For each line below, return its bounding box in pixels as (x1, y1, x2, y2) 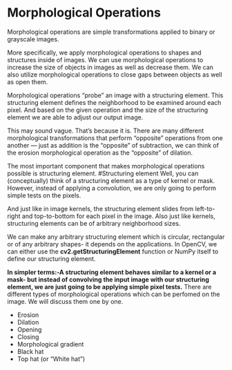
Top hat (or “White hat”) (17, 354, 86, 363)
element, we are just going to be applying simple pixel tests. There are (7, 282, 212, 291)
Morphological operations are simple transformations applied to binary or (7, 28, 215, 36)
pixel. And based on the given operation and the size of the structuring (7, 106, 209, 114)
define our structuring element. (7, 254, 96, 263)
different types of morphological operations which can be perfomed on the (7, 290, 220, 298)
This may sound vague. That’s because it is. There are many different (7, 126, 204, 135)
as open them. (7, 77, 48, 86)
